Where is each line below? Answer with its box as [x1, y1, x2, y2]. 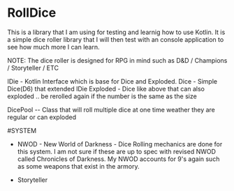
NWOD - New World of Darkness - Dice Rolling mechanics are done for [17, 139, 223, 148]
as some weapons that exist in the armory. [17, 162, 140, 170]
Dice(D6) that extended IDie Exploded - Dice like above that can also [7, 84, 205, 93]
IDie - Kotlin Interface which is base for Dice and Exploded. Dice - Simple [7, 77, 218, 85]
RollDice [7, 5, 57, 21]
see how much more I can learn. [7, 43, 100, 51]
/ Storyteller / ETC [7, 63, 59, 72]
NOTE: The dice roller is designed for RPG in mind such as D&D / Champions [7, 56, 228, 64]
